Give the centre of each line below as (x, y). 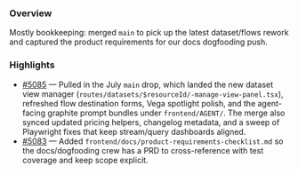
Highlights (32, 65)
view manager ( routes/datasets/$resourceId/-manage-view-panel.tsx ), (153, 94)
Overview (31, 13)
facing (34, 113)
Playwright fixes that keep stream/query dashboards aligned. (134, 131)
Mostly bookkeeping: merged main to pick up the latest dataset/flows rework (149, 33)
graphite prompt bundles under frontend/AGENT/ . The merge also (166, 113)
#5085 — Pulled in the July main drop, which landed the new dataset (148, 84)
